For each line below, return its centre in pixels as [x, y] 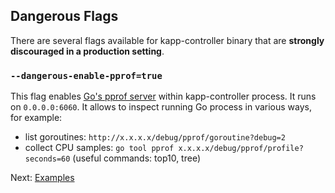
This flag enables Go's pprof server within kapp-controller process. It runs [163, 96]
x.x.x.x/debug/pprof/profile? [241, 149]
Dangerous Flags [64, 16]
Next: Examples [42, 178]
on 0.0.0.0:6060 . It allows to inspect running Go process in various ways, [161, 107]
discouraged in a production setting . [87, 51]
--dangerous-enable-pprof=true [86, 75]
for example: [36, 118]
